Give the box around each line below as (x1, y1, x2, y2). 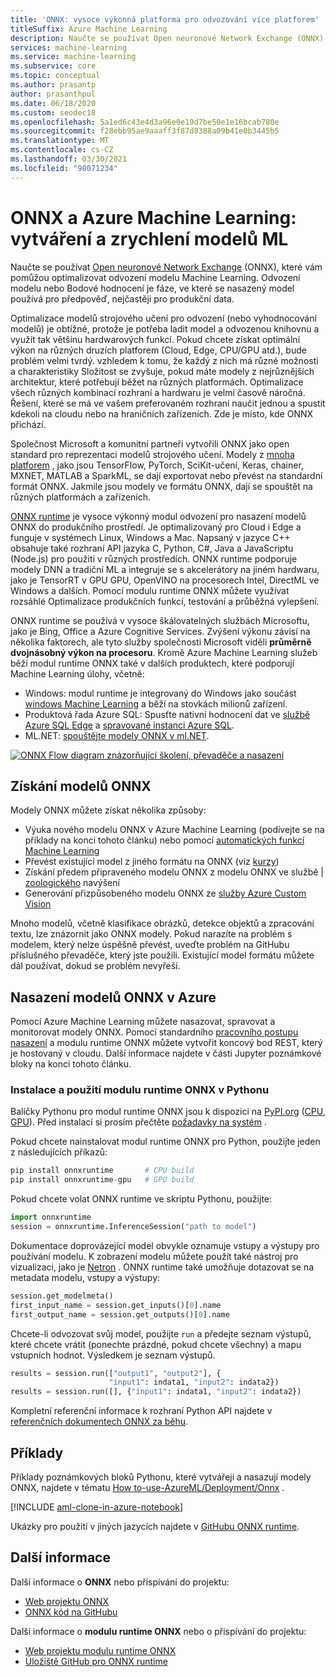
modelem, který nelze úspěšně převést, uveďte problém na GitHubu (10, 939, 290, 951)
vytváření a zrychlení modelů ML (10, 227, 289, 250)
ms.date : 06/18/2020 (10, 98, 97, 108)
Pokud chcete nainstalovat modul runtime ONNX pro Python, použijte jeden (10, 1136, 321, 1148)
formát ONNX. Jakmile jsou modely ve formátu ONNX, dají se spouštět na (10, 480, 313, 492)
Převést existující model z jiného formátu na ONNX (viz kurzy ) (24, 856, 280, 868)
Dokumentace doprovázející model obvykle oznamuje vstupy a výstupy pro (10, 1239, 320, 1251)
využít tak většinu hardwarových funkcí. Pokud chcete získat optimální (10, 333, 301, 345)
